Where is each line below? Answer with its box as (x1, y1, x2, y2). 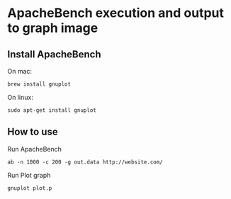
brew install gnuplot (7, 81, 72, 88)
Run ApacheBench (7, 144, 62, 153)
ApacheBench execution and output (7, 5, 225, 21)
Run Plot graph (7, 171, 51, 179)
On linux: (7, 93, 33, 101)
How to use (7, 126, 58, 138)
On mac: (7, 67, 33, 75)
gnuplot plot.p (7, 184, 52, 192)
